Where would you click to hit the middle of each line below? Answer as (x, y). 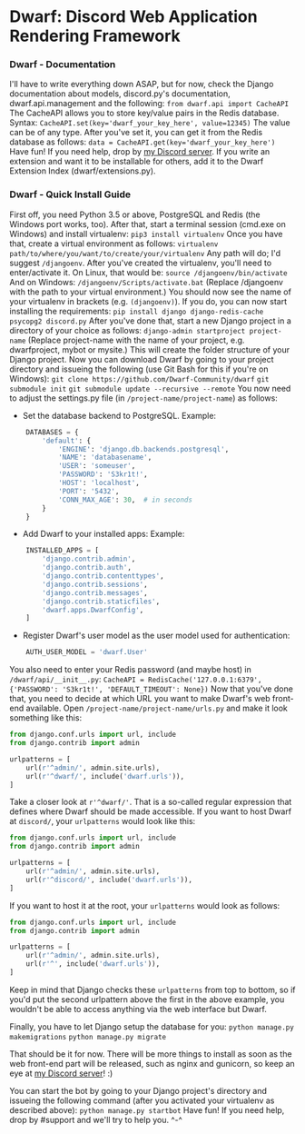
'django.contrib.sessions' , (95, 584)
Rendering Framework (95, 36)
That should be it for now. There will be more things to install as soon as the (151, 1054)
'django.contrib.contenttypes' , (103, 576)
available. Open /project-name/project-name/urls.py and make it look (157, 708)
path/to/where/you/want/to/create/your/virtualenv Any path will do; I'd (145, 253)
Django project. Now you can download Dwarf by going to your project (142, 359)
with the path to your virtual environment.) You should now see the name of (151, 292)
